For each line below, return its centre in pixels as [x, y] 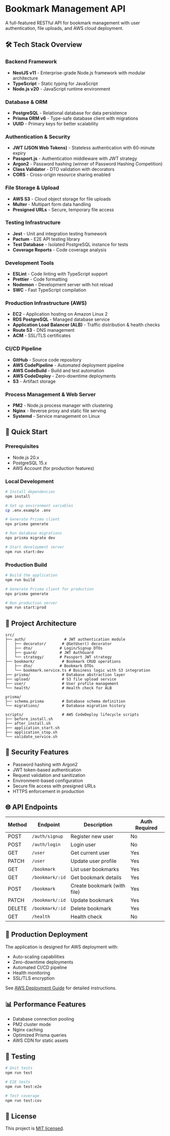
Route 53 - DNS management [44, 330]
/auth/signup [48, 836]
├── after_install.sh [28, 724]
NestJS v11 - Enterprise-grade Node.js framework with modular [79, 73]
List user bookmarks [95, 869]
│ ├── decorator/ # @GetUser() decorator [59, 644]
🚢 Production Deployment [47, 934]
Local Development [30, 481]
